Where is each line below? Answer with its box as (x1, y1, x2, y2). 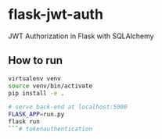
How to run (8, 54, 63, 67)
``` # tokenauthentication (8, 125, 92, 133)
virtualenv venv (8, 74, 61, 83)
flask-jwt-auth (8, 5, 104, 23)
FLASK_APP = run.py (8, 111, 65, 119)
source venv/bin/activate (8, 82, 92, 90)
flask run (8, 118, 41, 126)
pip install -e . (8, 89, 65, 97)
